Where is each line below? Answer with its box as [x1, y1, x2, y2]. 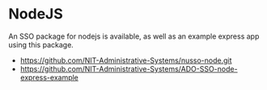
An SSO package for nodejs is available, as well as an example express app [8, 31, 260, 41]
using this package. [8, 39, 74, 49]
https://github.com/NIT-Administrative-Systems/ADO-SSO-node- [19, 63, 238, 73]
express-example [19, 72, 79, 82]
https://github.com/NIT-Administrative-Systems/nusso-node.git [19, 55, 232, 65]
